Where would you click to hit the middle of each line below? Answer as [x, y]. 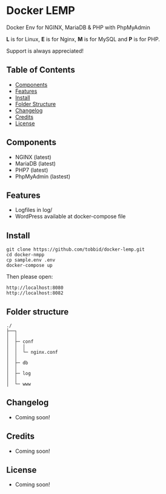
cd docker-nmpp [25, 255]
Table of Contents [41, 70]
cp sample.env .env [31, 260]
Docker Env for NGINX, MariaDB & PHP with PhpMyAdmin [78, 27]
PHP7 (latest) [32, 170]
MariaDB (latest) [35, 163]
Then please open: [30, 277]
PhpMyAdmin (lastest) [43, 176]
